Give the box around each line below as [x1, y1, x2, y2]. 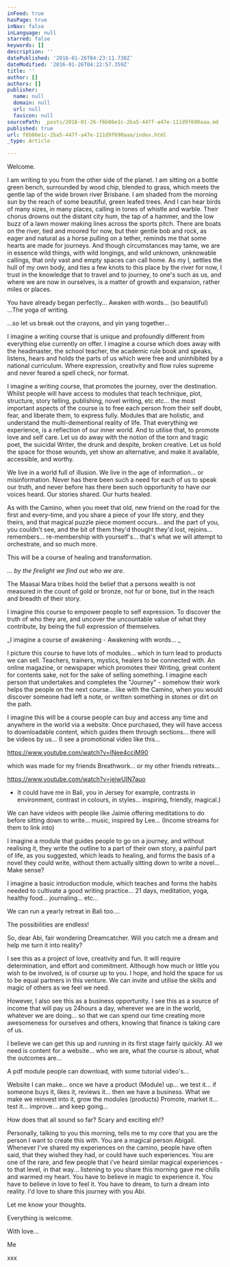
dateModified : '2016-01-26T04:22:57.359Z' [7, 61, 130, 68]
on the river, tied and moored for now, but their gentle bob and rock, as [7, 227, 207, 235]
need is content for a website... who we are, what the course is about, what [7, 1047, 219, 1055]
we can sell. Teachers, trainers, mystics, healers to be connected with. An [7, 656, 216, 664]
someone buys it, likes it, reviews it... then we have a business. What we [7, 1088, 211, 1096]
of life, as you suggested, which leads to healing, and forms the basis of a [7, 852, 216, 860]
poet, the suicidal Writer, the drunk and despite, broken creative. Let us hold [7, 441, 221, 449]
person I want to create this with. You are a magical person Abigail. [7, 1137, 196, 1145]
